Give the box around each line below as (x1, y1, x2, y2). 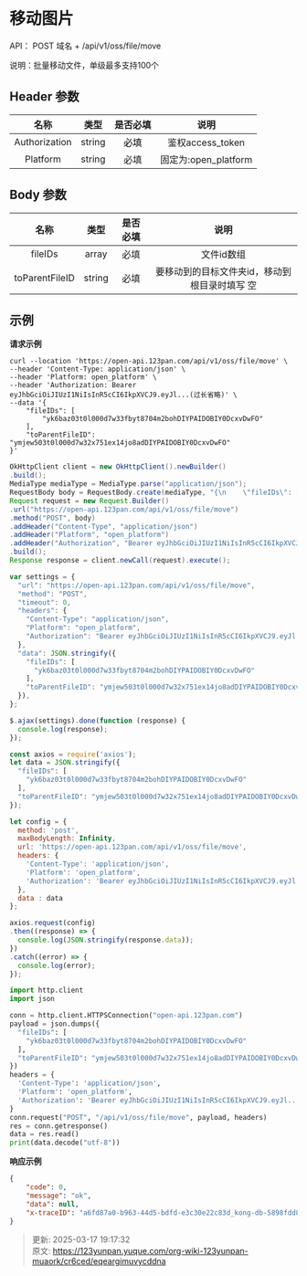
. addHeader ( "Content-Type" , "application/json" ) (9, 522, 198, 531)
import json (9, 995, 55, 1004)
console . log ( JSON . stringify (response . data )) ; (17, 935, 195, 944)
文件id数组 (200, 248, 247, 260)
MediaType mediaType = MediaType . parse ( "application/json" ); (9, 480, 248, 489)
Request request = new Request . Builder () (9, 496, 170, 505)
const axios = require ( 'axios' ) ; (9, 750, 137, 759)
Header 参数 (9, 89, 79, 105)
